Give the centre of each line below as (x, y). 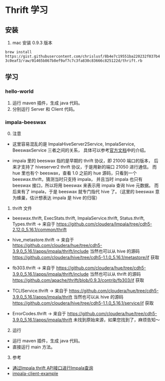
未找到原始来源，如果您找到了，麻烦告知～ (117, 320)
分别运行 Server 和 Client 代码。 (45, 109)
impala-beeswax (26, 122)
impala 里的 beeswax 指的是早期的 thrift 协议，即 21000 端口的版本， (82, 161)
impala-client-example (35, 373)
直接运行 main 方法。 (34, 347)
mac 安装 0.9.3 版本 (32, 43)
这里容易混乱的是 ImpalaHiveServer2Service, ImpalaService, (74, 144)
